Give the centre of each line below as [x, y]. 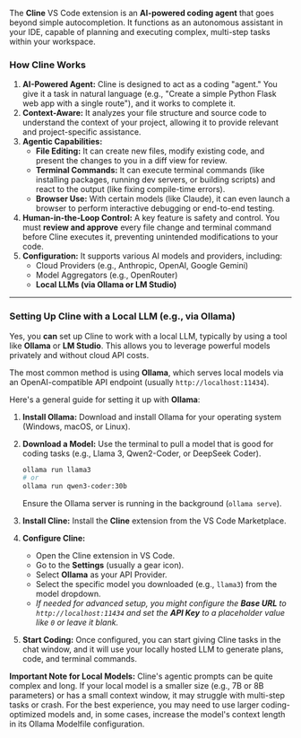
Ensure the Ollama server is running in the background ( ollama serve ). [152, 504]
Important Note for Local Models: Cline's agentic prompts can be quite [141, 676]
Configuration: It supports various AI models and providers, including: [152, 256]
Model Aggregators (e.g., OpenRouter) [107, 275]
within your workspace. [52, 41]
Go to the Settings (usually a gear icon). [110, 566]
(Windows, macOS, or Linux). [76, 426]
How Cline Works [48, 65]
